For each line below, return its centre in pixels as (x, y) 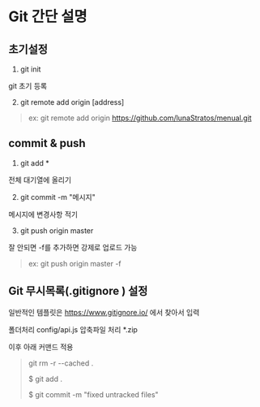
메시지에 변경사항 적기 (43, 214)
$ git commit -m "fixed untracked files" (94, 394)
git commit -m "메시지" (58, 197)
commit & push (47, 143)
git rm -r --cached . (61, 363)
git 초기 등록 (28, 86)
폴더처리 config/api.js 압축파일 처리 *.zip (73, 329)
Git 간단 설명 (48, 17)
